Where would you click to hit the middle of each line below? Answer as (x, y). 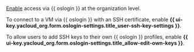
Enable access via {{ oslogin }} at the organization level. (74, 8)
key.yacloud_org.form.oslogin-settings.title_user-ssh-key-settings (90, 26)
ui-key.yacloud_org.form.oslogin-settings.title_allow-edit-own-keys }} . (95, 43)
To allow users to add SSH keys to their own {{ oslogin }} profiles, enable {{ (97, 37)
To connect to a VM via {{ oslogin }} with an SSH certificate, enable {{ (90, 19)
